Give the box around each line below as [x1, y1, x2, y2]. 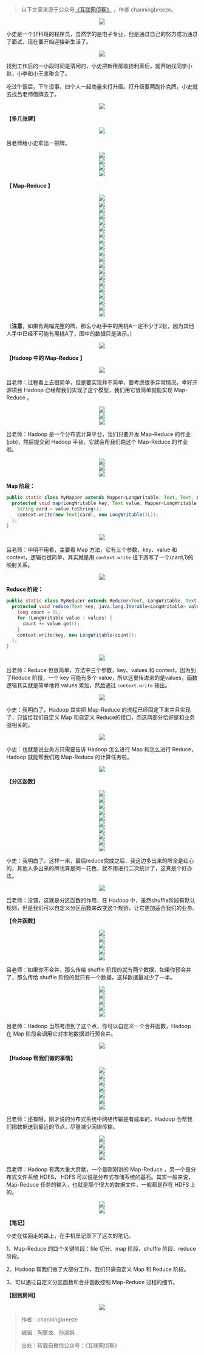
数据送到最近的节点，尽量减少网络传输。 [16, 1123, 118, 1131]
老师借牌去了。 [22, 91, 59, 98]
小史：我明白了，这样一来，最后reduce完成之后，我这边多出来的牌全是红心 [6, 857, 194, 865]
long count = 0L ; [17, 609, 61, 615]
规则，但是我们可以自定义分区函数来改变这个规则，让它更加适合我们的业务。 [6, 904, 198, 912]
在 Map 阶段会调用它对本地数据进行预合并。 [6, 1030, 117, 1037]
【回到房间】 [6, 1292, 38, 1299]
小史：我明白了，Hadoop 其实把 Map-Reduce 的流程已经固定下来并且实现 [6, 706, 191, 713]
